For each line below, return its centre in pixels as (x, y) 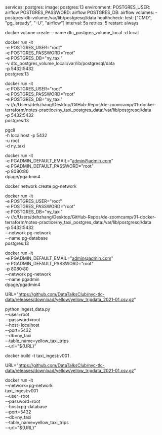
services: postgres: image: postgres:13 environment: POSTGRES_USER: (78, 7)
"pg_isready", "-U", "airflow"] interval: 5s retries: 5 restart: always (72, 23)
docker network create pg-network (41, 186)
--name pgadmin (22, 279)
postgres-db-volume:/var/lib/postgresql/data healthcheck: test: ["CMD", (79, 18)
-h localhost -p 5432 (26, 135)
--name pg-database (27, 238)
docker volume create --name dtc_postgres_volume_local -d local (72, 33)
